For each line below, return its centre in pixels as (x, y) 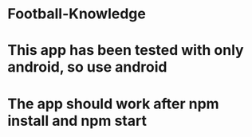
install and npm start (77, 121)
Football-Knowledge (77, 14)
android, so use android (87, 67)
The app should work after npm (114, 104)
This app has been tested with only (126, 51)
